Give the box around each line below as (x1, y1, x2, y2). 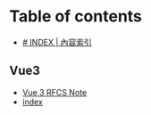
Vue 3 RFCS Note (21, 86, 88, 97)
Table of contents (9, 6, 143, 27)
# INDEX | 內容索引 (21, 37, 92, 47)
